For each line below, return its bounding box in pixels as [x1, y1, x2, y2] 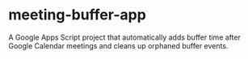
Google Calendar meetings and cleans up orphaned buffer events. [8, 40, 229, 50]
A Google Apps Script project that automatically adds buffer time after [8, 32, 241, 42]
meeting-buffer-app [8, 6, 147, 24]
